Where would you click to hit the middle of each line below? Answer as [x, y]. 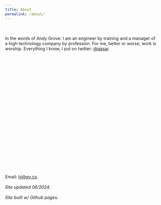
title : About [18, 9]
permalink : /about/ [25, 14]
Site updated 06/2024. [28, 187]
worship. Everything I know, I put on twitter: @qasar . [57, 49]
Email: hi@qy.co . [22, 177]
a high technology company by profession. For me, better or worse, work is [81, 43]
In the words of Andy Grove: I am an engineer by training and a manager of [80, 38]
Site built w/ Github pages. [32, 197]
